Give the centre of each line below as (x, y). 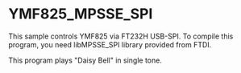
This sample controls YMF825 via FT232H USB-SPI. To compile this (121, 36)
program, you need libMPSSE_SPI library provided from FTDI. (110, 44)
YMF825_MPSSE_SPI (81, 14)
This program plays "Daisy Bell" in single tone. (85, 60)
